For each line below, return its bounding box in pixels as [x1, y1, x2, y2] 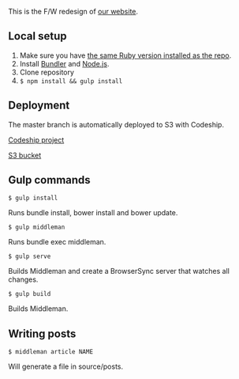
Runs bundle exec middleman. [8, 237, 106, 247]
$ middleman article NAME [8, 348, 93, 356]
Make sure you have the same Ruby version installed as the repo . [19, 51, 232, 60]
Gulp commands [8, 173, 91, 187]
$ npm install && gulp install [19, 77, 123, 85]
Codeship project [8, 135, 65, 145]
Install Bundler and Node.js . [19, 59, 110, 68]
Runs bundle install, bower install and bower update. [8, 208, 178, 218]
